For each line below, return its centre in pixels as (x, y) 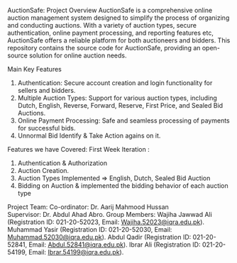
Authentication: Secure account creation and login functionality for (115, 83)
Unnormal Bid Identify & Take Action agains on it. (89, 135)
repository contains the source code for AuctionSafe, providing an (104, 48)
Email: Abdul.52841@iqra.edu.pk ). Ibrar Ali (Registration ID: (114, 245)
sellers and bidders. (46, 90)
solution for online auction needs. (78, 55)
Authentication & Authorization (62, 163)
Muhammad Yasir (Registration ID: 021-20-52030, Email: (90, 229)
